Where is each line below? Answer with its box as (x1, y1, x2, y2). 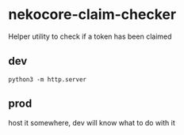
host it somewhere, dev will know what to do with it (8, 118, 176, 127)
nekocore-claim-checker (8, 6, 177, 24)
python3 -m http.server (8, 75, 87, 84)
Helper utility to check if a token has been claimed (8, 32, 172, 41)
